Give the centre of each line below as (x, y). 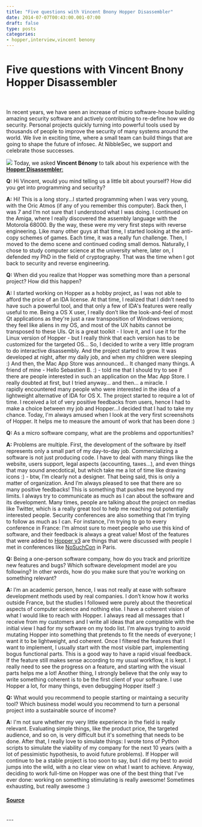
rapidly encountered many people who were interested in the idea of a (93, 389)
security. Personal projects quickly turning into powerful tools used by (93, 125)
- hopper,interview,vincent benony (51, 40)
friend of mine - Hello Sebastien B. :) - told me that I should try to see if (94, 370)
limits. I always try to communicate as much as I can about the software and (100, 496)
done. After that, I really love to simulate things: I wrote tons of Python (93, 741)
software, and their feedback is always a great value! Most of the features (98, 534)
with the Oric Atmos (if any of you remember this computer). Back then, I (96, 205)
